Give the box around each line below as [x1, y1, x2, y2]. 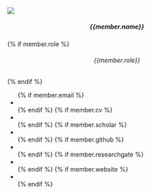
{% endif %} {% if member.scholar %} [17, 121, 127, 129]
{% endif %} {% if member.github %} [17, 135, 124, 144]
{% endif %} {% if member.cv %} [17, 106, 113, 114]
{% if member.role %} [7, 40, 70, 48]
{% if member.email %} [17, 91, 85, 100]
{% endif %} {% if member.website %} [17, 165, 129, 174]
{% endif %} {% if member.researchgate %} [17, 150, 144, 159]
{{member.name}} [89, 22, 145, 31]
